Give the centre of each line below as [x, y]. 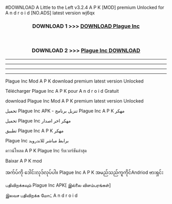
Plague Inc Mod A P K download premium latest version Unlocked [74, 81]
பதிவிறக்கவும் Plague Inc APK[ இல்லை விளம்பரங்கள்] [58, 185]
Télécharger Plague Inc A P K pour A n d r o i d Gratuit [62, 91]
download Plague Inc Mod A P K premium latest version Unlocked [74, 101]
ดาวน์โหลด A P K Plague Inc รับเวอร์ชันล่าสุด [46, 150]
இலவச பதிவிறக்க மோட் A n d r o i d [41, 195]
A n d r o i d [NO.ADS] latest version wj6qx [50, 13]
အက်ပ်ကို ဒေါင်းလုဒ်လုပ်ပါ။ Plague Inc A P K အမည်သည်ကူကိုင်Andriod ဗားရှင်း [84, 172]
